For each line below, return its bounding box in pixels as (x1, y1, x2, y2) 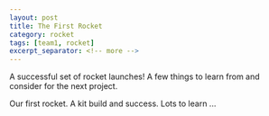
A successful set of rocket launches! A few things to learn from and (9, 71, 260, 82)
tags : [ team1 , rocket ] (9, 38, 95, 48)
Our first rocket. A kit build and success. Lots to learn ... (9, 98, 217, 109)
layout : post (9, 13, 59, 22)
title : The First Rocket (9, 22, 103, 31)
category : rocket (9, 30, 75, 39)
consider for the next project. (9, 81, 118, 92)
